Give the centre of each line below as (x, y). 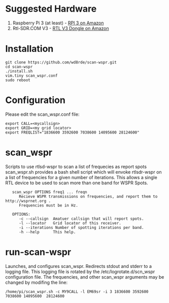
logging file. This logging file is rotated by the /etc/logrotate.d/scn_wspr (80, 272)
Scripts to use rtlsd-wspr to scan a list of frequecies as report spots (76, 166)
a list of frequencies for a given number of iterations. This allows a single (81, 177)
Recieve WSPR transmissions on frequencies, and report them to (88, 196)
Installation (29, 49)
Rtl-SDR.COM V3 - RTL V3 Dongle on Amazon (61, 28)
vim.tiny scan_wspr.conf (31, 76)
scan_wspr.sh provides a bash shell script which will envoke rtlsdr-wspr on (83, 172)
